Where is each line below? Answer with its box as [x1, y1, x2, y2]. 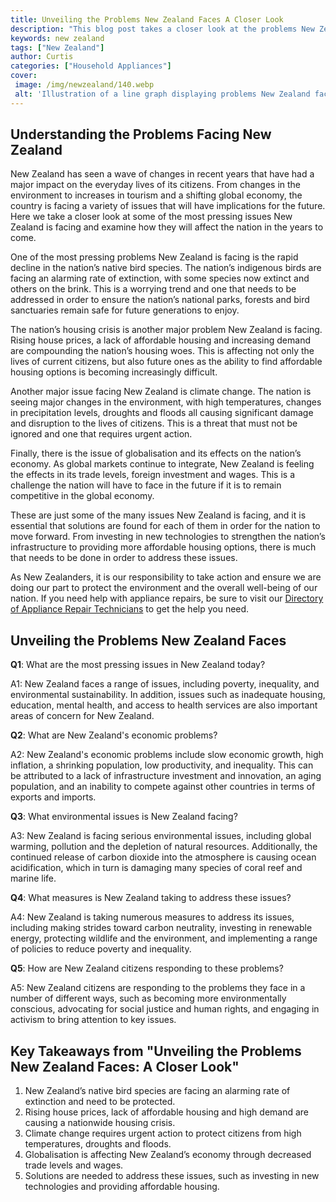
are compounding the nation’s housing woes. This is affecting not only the [10, 345, 315, 357]
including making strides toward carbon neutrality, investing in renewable [10, 922, 313, 934]
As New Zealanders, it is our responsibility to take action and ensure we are [10, 571, 322, 583]
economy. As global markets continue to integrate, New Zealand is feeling [10, 458, 315, 470]
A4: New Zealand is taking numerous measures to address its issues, [10, 911, 295, 923]
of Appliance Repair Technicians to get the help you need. [10, 603, 250, 615]
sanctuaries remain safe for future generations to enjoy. [10, 304, 240, 316]
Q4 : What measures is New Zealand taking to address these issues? [10, 892, 292, 904]
